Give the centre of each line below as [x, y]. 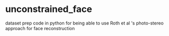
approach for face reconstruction [40, 28]
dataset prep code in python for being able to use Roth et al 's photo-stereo [84, 23]
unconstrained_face [49, 9]
